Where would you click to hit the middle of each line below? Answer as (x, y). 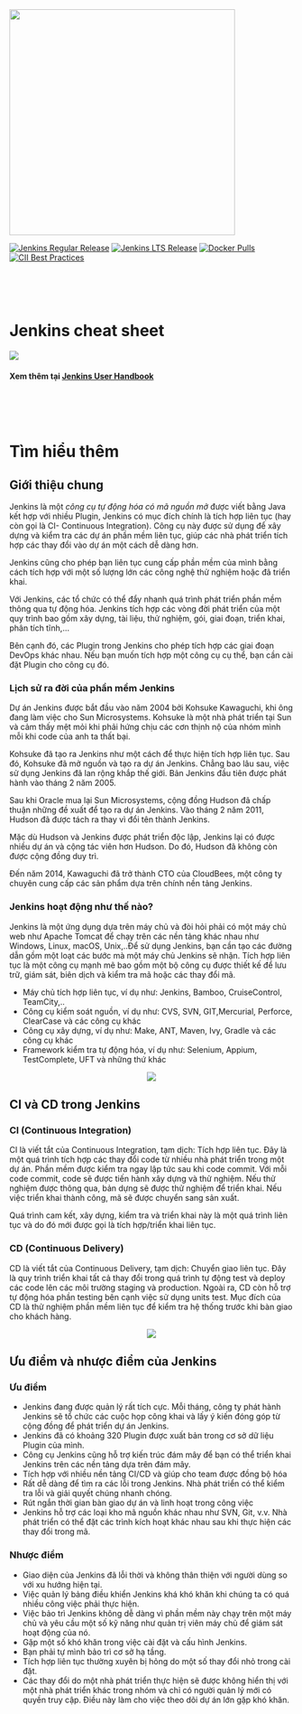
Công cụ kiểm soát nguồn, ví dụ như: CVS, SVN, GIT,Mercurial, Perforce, (157, 1011)
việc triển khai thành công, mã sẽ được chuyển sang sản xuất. (124, 1198)
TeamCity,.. (43, 1001)
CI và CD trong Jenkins (75, 1105)
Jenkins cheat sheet (87, 331)
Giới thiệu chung (56, 485)
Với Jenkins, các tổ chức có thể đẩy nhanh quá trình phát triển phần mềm (146, 599)
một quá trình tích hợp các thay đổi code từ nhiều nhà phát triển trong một (147, 1159)
